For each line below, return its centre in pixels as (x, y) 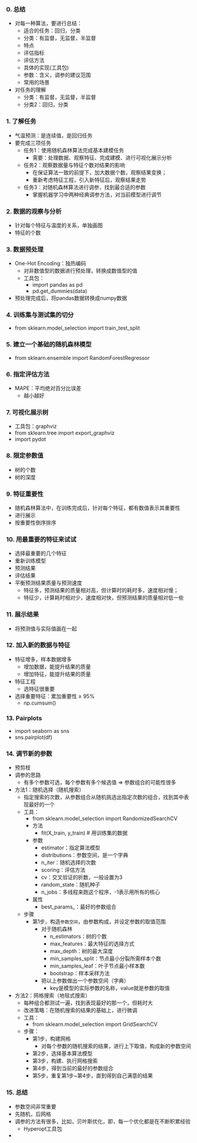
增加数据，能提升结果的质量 (57, 667)
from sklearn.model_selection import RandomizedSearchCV (105, 819)
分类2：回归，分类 (46, 105)
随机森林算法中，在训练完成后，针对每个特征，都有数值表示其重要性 (97, 508)
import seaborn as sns (42, 731)
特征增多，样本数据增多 (43, 659)
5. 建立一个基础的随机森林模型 (49, 345)
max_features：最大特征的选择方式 (92, 944)
